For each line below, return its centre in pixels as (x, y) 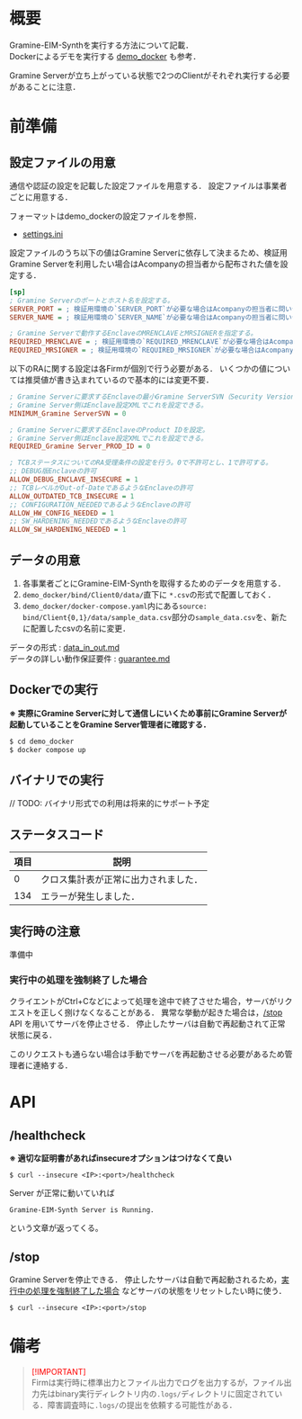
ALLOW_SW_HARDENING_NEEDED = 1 (68, 530)
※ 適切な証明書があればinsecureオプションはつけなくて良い (120, 1158)
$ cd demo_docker (42, 741)
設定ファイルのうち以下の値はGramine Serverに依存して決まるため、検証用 (148, 252)
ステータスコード (57, 835)
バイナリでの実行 (57, 780)
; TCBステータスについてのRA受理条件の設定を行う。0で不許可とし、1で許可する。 (141, 463)
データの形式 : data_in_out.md (64, 647)
